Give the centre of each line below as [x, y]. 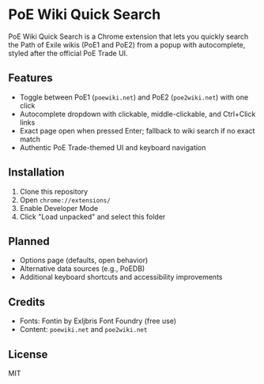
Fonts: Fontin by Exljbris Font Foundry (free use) [98, 321]
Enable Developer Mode [59, 208]
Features [30, 78]
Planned [29, 241]
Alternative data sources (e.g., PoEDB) [82, 269]
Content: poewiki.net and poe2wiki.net [83, 329]
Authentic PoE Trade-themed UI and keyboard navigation [113, 147]
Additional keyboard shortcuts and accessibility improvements [121, 277]
